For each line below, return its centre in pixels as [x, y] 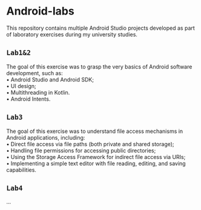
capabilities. [21, 170]
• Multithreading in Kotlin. [38, 92]
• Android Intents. [28, 99]
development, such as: [35, 73]
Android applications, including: [46, 137]
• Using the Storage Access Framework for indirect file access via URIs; [96, 157]
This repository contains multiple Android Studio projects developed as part [100, 28]
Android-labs [40, 11]
